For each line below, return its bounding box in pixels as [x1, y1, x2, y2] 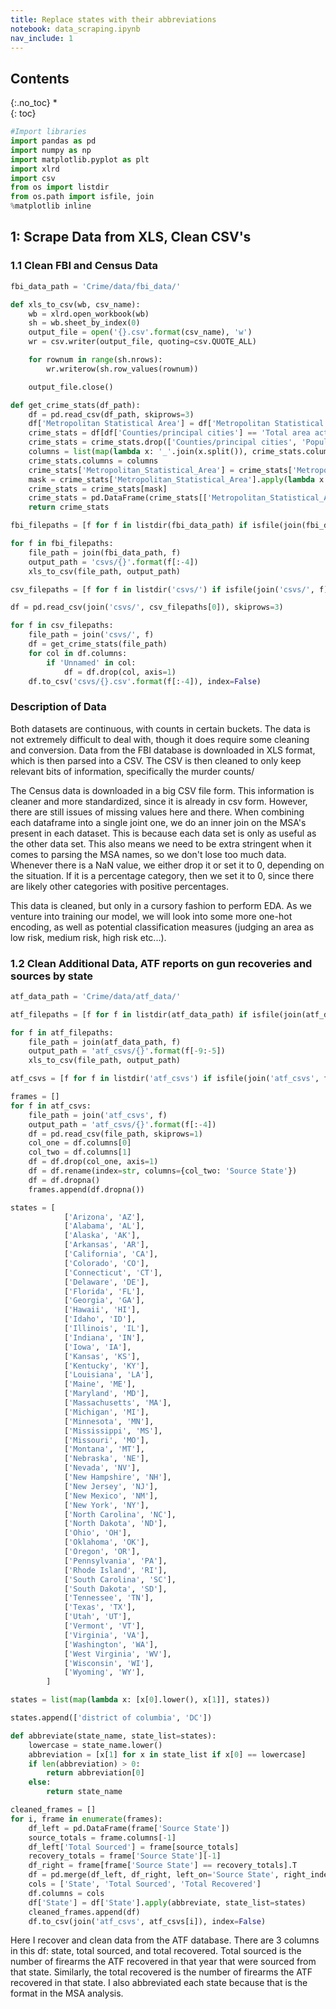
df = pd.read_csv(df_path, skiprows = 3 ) [28, 409, 195, 420]
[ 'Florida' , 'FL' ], [63, 1286, 145, 1296]
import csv [10, 173, 56, 183]
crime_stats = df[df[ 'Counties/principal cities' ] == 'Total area [28, 428, 311, 438]
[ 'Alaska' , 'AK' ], [63, 1231, 141, 1241]
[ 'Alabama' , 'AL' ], [63, 1221, 145, 1231]
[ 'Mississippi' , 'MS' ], [63, 1426, 163, 1436]
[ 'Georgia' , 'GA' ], [63, 1296, 145, 1306]
